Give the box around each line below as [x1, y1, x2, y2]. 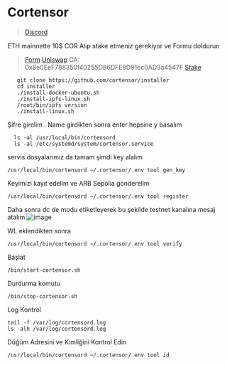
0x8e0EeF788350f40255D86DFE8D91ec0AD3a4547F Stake [24, 63, 202, 71]
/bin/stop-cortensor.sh [7, 292, 78, 300]
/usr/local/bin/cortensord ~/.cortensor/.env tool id [7, 351, 170, 359]
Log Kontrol [7, 305, 41, 314]
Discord [24, 28, 48, 36]
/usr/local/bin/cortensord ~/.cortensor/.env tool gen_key [7, 166, 186, 174]
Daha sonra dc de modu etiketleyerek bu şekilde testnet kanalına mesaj [7, 205, 216, 213]
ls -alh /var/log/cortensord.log [7, 325, 106, 332]
